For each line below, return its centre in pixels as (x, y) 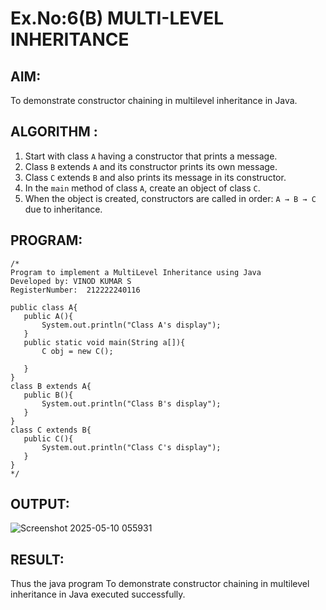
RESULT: (37, 559)
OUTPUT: (40, 504)
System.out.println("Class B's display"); (131, 403)
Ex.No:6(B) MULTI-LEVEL (117, 18)
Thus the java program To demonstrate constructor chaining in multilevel (160, 584)
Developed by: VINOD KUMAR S (71, 281)
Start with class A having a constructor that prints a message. (151, 156)
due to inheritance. (63, 209)
